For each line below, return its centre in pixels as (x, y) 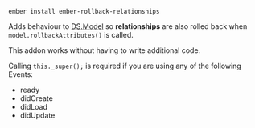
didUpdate (37, 115)
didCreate (37, 98)
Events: (21, 74)
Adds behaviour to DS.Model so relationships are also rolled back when (128, 26)
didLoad (34, 107)
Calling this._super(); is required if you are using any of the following (125, 66)
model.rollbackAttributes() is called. (71, 35)
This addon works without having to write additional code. (105, 50)
